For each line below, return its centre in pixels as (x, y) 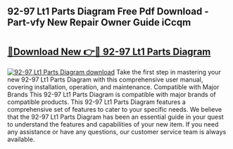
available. (21, 139)
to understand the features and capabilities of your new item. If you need (113, 124)
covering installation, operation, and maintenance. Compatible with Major (113, 87)
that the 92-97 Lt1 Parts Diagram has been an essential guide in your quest (115, 117)
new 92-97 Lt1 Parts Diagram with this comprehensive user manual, (105, 79)
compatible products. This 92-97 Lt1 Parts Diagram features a (97, 102)
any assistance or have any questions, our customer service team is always (117, 132)
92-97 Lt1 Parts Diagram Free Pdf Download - (108, 12)
